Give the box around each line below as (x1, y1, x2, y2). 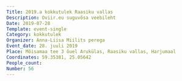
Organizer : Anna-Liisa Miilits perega (6, 37, 105, 43)
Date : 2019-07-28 (6, 20, 51, 26)
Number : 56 (6, 65, 34, 72)
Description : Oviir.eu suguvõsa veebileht (6, 15, 116, 21)
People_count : (6, 60, 43, 66)
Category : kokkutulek (6, 32, 62, 38)
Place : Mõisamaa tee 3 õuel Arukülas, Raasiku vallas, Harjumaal (6, 49, 176, 55)
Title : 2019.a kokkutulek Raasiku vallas (6, 9, 114, 15)
